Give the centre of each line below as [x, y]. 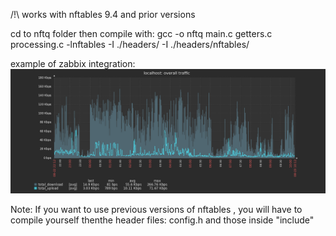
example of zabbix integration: [73, 63]
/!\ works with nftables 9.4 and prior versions [103, 14]
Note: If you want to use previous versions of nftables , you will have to [156, 209]
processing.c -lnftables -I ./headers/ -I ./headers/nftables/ [130, 44]
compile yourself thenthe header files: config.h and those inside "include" [162, 220]
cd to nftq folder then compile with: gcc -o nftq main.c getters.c [141, 33]
